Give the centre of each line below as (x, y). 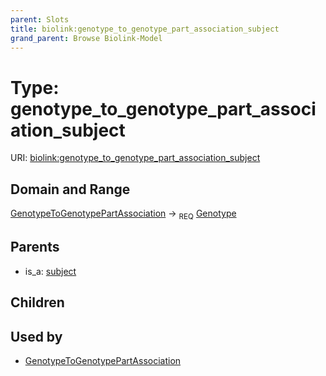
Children (37, 302)
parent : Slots (40, 19)
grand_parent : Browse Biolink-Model (86, 38)
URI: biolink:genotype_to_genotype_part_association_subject (135, 158)
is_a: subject (50, 271)
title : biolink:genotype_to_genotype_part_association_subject (145, 29)
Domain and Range (70, 189)
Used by (36, 336)
